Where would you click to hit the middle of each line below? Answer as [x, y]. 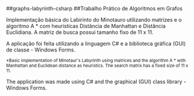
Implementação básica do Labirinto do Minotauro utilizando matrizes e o [94, 20]
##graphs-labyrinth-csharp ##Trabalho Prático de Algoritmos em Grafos [94, 8]
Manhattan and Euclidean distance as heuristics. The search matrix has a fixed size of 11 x [97, 66]
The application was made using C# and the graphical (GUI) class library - [96, 82]
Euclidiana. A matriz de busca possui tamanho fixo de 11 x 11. [80, 32]
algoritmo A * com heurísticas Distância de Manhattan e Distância [86, 26]
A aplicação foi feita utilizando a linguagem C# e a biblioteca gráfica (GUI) [96, 44]
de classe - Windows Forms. [41, 50]
